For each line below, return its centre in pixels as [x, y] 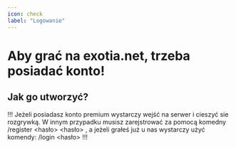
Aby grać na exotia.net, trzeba [99, 56]
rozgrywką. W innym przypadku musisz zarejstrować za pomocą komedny [117, 122]
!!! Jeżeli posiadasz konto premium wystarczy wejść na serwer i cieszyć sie [118, 114]
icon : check [25, 14]
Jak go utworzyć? [48, 97]
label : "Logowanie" [36, 21]
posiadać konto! [56, 71]
